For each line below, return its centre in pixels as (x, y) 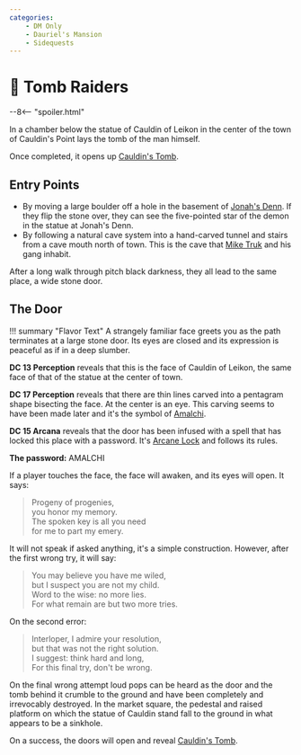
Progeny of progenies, (73, 502)
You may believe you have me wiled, (98, 575)
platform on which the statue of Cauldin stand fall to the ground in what (141, 713)
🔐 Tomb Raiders (69, 87)
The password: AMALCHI (57, 457)
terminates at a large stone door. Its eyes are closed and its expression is (144, 340)
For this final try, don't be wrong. (92, 667)
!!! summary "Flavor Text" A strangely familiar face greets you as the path (145, 331)
